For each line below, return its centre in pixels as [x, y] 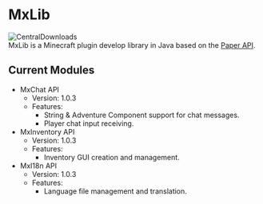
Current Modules [52, 71]
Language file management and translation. [116, 191]
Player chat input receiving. [89, 123]
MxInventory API [47, 131]
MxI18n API [38, 166]
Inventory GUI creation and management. [112, 157]
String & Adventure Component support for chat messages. [141, 115]
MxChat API [40, 89]
